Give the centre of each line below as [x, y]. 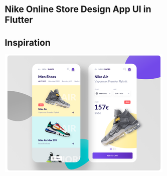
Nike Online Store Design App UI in [78, 9]
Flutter [19, 20]
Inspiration [28, 43]
